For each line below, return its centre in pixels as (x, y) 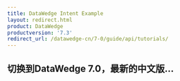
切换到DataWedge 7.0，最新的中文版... (91, 68)
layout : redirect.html (40, 20)
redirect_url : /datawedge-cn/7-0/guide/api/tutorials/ (88, 39)
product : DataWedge (35, 26)
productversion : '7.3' (40, 33)
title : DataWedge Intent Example (55, 13)
